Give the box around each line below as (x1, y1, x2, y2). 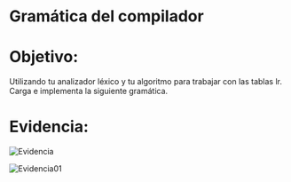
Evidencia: (9, 117, 89, 137)
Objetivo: (9, 47, 79, 67)
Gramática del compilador (9, 6, 204, 27)
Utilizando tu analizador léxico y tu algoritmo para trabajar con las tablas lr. (9, 76, 282, 87)
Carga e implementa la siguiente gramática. (9, 86, 169, 97)
